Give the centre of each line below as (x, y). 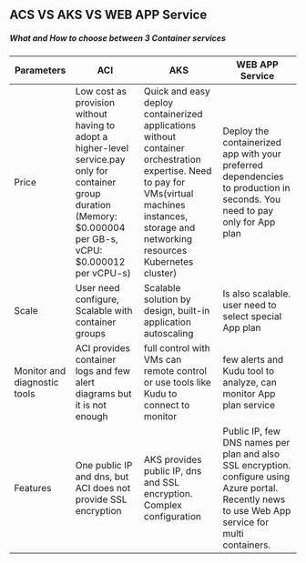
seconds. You (251, 199)
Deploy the (246, 131)
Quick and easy (178, 92)
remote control (176, 371)
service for (246, 522)
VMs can (163, 360)
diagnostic (36, 383)
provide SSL (101, 499)
